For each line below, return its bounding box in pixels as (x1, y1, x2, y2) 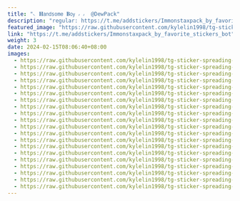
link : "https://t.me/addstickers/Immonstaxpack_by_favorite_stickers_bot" (7, 30, 235, 38)
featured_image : (7, 24, 56, 31)
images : (7, 51, 31, 58)
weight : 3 (7, 37, 37, 44)
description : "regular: (7, 17, 79, 24)
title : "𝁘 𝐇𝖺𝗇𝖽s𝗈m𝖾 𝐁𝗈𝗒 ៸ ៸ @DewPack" (7, 10, 120, 18)
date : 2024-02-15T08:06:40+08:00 (7, 43, 107, 51)
